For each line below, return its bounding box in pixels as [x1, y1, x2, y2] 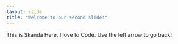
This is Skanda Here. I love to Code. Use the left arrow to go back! [6, 31, 173, 38]
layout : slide [6, 8, 43, 15]
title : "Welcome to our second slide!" [6, 14, 108, 20]
